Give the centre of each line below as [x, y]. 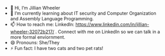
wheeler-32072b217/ [32, 32]
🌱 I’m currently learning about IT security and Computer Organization [83, 13]
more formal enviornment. [38, 37]
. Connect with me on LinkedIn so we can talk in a [108, 32]
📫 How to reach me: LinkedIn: [42, 24]
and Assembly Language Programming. [52, 19]
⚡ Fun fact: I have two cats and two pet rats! [57, 48]
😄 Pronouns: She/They [35, 43]
